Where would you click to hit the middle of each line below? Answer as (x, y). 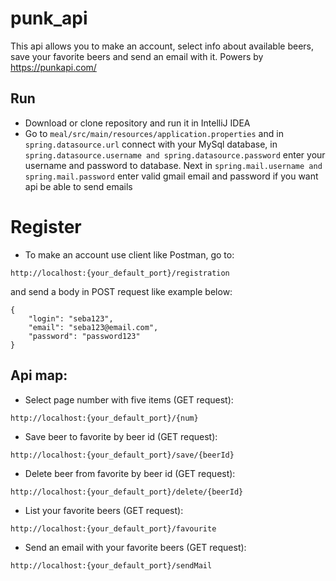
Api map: (39, 375)
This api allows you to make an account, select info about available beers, (162, 46)
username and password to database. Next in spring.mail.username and (173, 165)
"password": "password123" (84, 336)
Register (46, 226)
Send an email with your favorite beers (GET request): (135, 547)
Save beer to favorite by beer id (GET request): (121, 436)
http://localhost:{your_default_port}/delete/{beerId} (127, 492)
